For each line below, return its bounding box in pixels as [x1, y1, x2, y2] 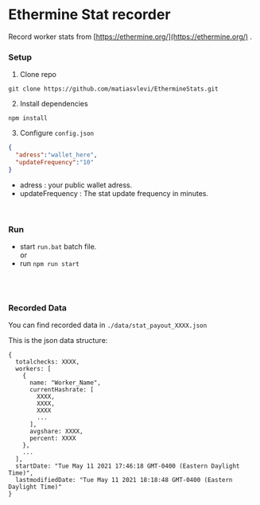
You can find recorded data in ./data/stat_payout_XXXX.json [8, 320, 208, 330]
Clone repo [19, 70, 57, 79]
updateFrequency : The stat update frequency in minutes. [19, 188, 209, 198]
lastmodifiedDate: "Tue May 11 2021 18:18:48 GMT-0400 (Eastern [15, 476, 233, 484]
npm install [8, 114, 48, 122]
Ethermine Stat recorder [8, 6, 171, 24]
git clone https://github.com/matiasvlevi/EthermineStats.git [8, 85, 219, 93]
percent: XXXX [29, 434, 77, 442]
